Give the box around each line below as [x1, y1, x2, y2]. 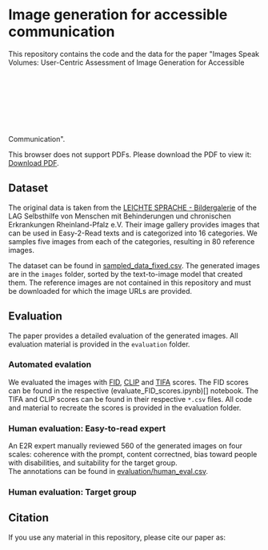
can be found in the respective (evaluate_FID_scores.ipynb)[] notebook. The [8, 386, 258, 395]
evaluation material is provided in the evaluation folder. [8, 339, 190, 349]
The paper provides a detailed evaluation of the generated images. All [8, 331, 238, 340]
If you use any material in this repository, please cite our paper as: [8, 532, 226, 542]
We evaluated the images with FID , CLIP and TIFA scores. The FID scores [8, 377, 250, 387]
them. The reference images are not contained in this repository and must [8, 278, 252, 287]
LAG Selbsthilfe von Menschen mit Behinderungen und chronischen [8, 211, 232, 221]
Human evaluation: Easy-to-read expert [8, 423, 166, 434]
